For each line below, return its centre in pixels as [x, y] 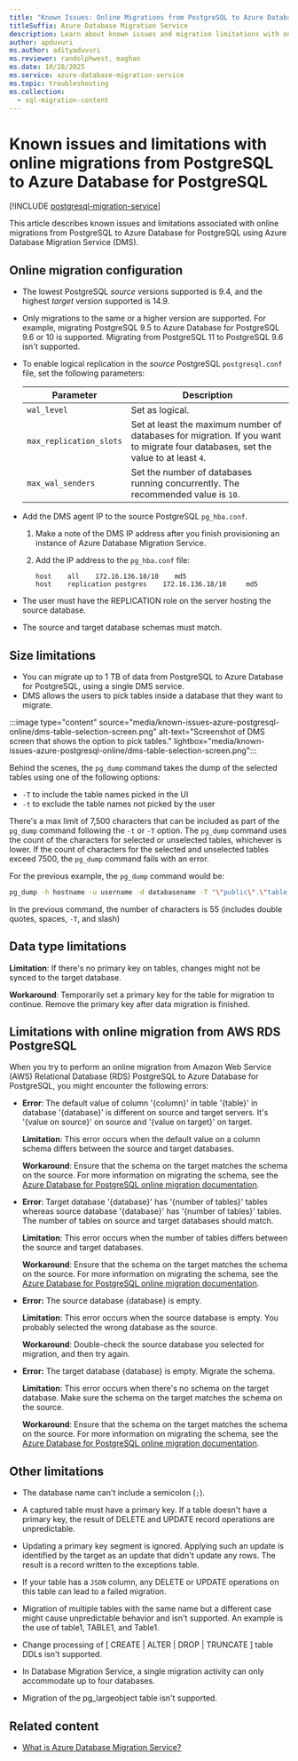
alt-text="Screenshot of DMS [212, 731]
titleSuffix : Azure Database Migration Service [99, 26]
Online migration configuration [96, 270]
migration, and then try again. [76, 1354]
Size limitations [52, 655]
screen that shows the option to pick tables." [91, 741]
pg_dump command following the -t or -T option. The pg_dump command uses [148, 830]
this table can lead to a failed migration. [94, 1591]
